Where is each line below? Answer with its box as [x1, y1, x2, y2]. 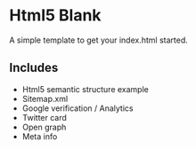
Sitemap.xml [21, 93, 69, 104]
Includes [9, 60, 59, 75]
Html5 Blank [9, 5, 102, 26]
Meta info [21, 130, 58, 142]
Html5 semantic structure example [21, 83, 149, 94]
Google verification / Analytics [21, 103, 134, 114]
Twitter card [21, 112, 67, 122]
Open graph [21, 122, 67, 132]
